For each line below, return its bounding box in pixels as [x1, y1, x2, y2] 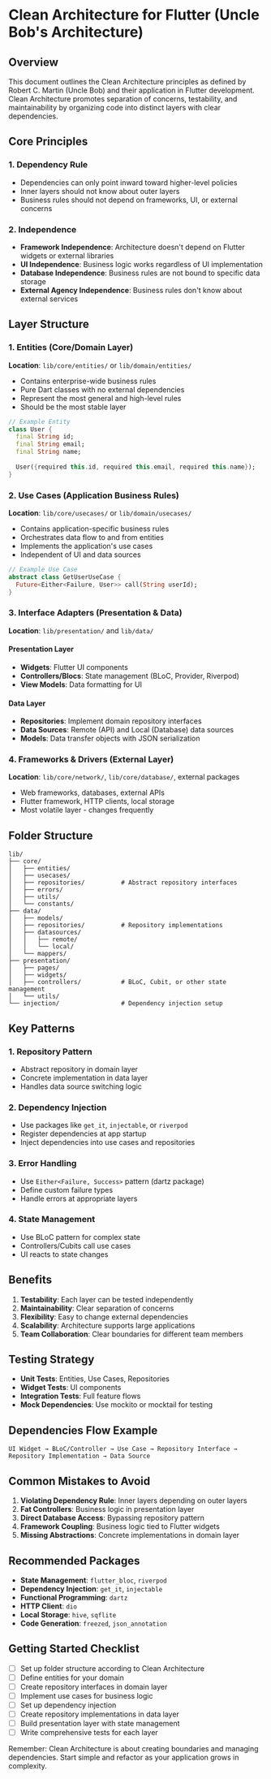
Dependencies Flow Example [8, 1423, 158, 1437]
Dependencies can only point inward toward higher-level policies [19, 177, 238, 188]
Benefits [8, 1273, 53, 1287]
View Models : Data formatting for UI [19, 680, 142, 689]
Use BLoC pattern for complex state [19, 1232, 140, 1241]
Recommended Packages [8, 1553, 140, 1568]
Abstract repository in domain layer [19, 1064, 139, 1073]
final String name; [15, 448, 82, 456]
